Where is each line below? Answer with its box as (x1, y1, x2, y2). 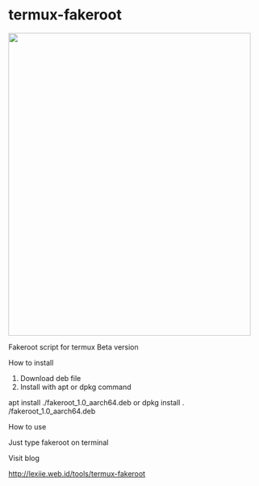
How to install (8, 358, 54, 367)
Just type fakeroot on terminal (8, 438, 109, 447)
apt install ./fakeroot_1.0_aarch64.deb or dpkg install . (8, 397, 185, 407)
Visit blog (8, 453, 40, 463)
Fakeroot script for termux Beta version (8, 341, 139, 352)
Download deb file (19, 373, 81, 383)
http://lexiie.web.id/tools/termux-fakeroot (8, 468, 146, 478)
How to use (8, 421, 47, 431)
